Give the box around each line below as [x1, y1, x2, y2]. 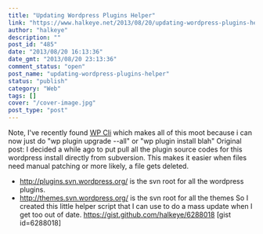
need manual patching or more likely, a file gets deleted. [8, 162, 189, 170]
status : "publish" [8, 77, 68, 85]
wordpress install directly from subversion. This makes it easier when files [8, 153, 247, 162]
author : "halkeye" [8, 26, 68, 34]
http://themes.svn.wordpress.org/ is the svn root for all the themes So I [19, 193, 249, 203]
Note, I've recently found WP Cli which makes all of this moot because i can [8, 128, 253, 137]
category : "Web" [8, 84, 61, 93]
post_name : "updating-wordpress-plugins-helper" [8, 70, 170, 78]
